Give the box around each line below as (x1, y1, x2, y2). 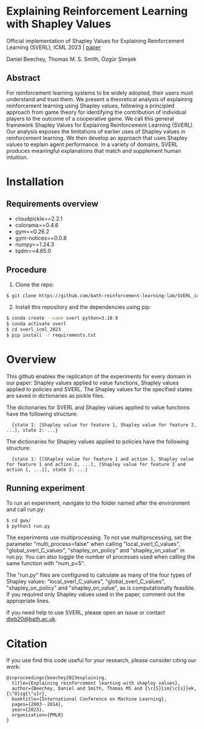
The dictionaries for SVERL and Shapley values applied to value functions (6, 403, 190, 411)
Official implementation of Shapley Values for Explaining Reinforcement (6, 37, 185, 44)
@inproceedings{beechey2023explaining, (6, 675, 107, 681)
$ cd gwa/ (6, 517, 32, 523)
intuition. (6, 153, 29, 161)
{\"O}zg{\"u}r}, (6, 691, 47, 697)
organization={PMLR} (12, 712, 64, 718)
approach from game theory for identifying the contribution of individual (6, 108, 186, 116)
